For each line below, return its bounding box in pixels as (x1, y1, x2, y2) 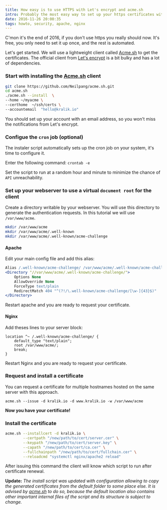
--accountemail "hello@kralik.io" (5, 107, 79, 112)
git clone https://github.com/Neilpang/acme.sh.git (5, 84, 114, 89)
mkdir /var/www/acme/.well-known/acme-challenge (5, 234, 108, 239)
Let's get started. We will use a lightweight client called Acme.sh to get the (5, 50, 158, 56)
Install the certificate (5, 420, 57, 427)
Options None (14, 274, 41, 280)
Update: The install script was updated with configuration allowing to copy (5, 478, 159, 484)
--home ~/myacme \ (5, 98, 43, 103)
